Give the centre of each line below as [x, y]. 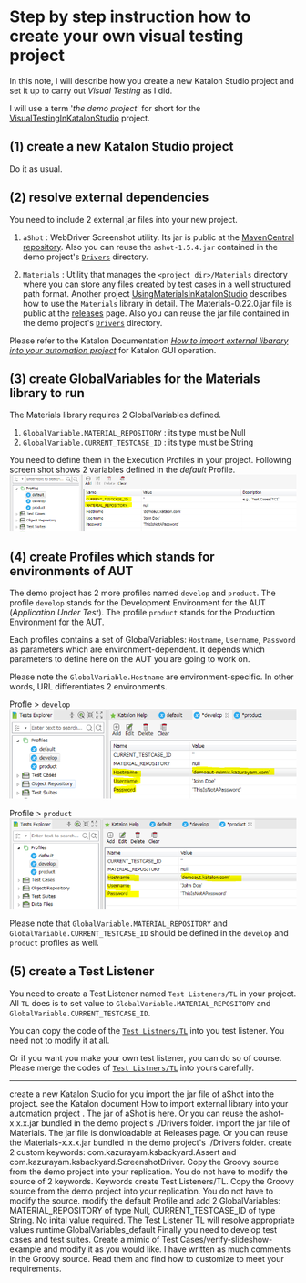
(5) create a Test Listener [82, 971]
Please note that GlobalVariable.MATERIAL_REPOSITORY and [118, 923]
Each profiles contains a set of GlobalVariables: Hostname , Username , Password [153, 640]
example [25, 1249]
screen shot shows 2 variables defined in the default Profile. [122, 470]
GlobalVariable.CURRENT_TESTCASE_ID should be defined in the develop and [149, 933]
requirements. [36, 1268]
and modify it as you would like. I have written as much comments [167, 1249]
